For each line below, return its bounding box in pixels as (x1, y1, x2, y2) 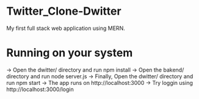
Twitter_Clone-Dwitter (6, 4, 121, 18)
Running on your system (6, 46, 133, 60)
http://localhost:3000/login (6, 86, 74, 93)
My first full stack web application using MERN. (6, 24, 125, 32)
